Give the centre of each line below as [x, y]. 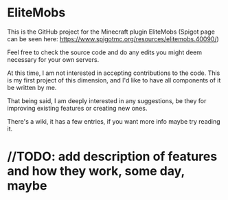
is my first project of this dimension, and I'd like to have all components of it [114, 80]
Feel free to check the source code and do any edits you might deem [105, 52]
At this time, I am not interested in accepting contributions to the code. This [114, 73]
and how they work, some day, [96, 171]
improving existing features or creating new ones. [77, 108]
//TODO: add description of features [112, 157]
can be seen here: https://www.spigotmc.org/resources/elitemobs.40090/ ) [113, 38]
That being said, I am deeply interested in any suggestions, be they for [107, 100]
